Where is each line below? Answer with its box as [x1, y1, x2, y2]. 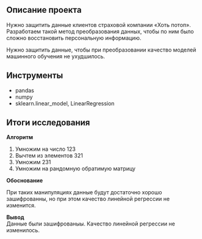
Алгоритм [6, 134, 34, 141]
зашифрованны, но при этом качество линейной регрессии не [6, 195, 170, 203]
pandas [15, 86, 35, 94]
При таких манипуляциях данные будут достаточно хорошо [6, 189, 162, 196]
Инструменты [6, 70, 63, 81]
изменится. [6, 202, 36, 209]
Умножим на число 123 [15, 145, 76, 153]
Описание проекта [6, 5, 82, 15]
